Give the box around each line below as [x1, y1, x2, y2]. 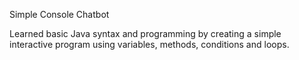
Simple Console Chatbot [9, 9, 110, 20]
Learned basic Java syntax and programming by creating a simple [9, 28, 282, 39]
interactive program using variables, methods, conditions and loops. [9, 39, 290, 50]
